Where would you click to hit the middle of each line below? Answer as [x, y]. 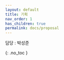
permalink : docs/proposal [32, 28]
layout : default [22, 10]
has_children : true [25, 24]
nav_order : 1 [19, 19]
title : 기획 [17, 14]
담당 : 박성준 [17, 43]
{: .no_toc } [16, 53]
